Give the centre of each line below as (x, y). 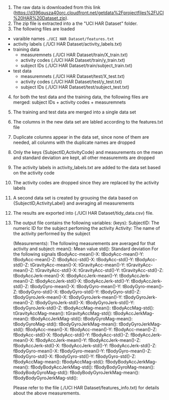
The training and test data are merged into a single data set (74, 112)
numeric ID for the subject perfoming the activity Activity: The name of (87, 228)
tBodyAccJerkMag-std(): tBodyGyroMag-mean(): (82, 319)
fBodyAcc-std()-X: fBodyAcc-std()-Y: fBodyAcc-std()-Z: (71, 335)
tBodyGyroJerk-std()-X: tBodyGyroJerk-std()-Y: (85, 303)
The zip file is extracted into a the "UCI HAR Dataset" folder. (75, 23)
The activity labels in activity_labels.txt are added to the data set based (87, 167)
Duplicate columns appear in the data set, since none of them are (81, 137)
